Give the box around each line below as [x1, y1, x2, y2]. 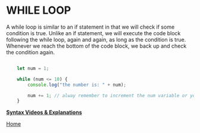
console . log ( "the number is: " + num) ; [27, 82, 127, 88]
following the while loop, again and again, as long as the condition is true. [6, 36, 186, 43]
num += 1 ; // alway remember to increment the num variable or [27, 92, 187, 98]
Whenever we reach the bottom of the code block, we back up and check [6, 42, 187, 50]
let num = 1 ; [17, 65, 49, 72]
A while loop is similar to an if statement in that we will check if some [6, 23, 175, 30]
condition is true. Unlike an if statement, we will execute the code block [6, 29, 181, 36]
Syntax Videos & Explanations [6, 109, 82, 116]
